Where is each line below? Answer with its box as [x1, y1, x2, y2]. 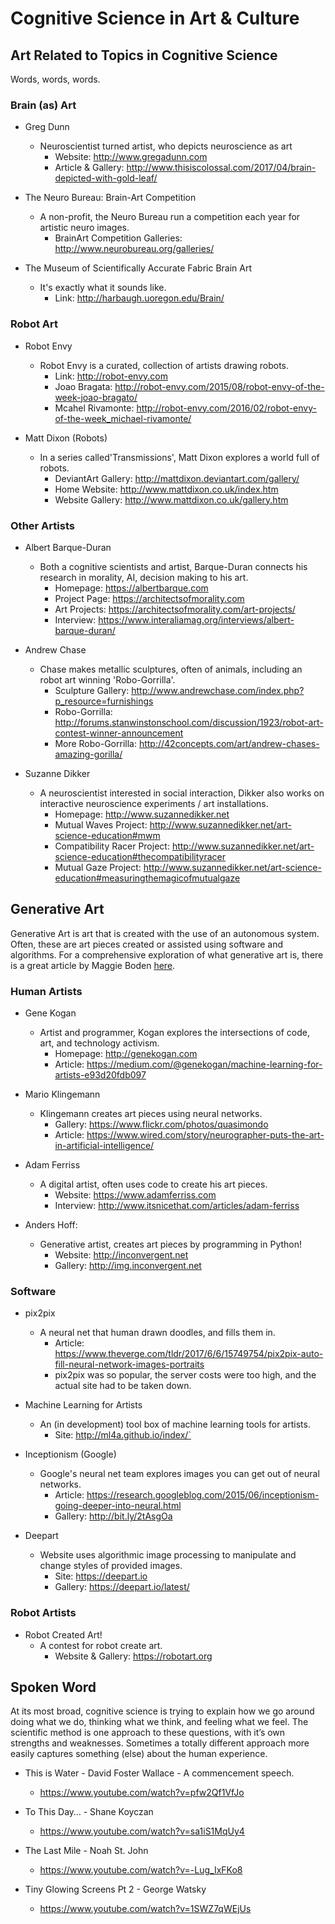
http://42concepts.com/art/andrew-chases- [138, 737, 320, 749]
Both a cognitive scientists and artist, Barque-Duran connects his [39, 560, 308, 572]
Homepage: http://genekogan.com [54, 1048, 198, 1059]
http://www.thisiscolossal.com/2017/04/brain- [126, 162, 317, 174]
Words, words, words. [10, 73, 101, 85]
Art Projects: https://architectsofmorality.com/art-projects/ [54, 603, 296, 615]
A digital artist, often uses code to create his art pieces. [39, 1178, 268, 1190]
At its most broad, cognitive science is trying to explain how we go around [10, 1705, 315, 1717]
